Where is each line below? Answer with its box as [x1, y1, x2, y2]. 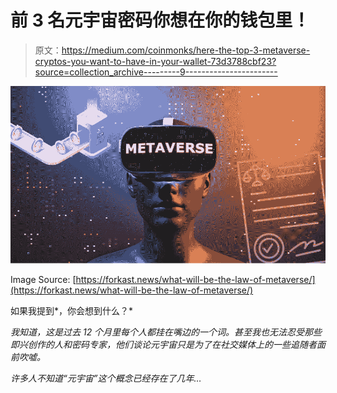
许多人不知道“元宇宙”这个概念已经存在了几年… [10, 372, 202, 385]
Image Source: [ [10, 274, 77, 286]
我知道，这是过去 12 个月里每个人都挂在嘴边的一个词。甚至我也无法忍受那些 [10, 326, 323, 338]
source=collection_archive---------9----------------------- [34, 66, 278, 78]
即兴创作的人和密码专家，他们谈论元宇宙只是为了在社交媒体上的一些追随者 [10, 339, 317, 351]
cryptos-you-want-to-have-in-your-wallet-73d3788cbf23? [34, 55, 277, 67]
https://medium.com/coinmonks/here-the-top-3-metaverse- [61, 44, 311, 56]
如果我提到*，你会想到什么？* [10, 305, 134, 317]
